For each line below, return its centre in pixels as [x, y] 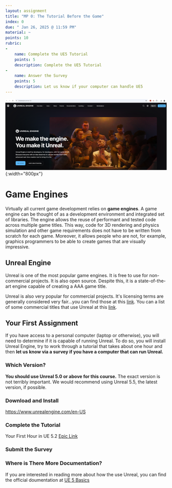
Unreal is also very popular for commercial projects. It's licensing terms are [84, 296]
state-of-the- [152, 281]
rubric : [14, 44]
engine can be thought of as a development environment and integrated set [85, 214]
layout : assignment [26, 11]
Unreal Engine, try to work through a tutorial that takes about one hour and [84, 346]
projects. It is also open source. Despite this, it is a [84, 281]
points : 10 [17, 38]
